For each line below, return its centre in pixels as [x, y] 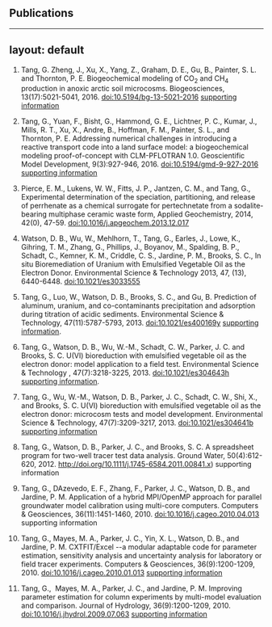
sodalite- [249, 206]
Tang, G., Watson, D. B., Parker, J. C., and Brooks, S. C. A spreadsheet [137, 447]
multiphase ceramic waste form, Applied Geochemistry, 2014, [151, 214]
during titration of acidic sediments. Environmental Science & [122, 314]
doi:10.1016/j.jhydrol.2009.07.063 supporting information [114, 614]
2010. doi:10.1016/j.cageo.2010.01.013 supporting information [121, 573]
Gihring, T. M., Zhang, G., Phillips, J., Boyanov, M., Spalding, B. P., [130, 247]
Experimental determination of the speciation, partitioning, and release [138, 197]
